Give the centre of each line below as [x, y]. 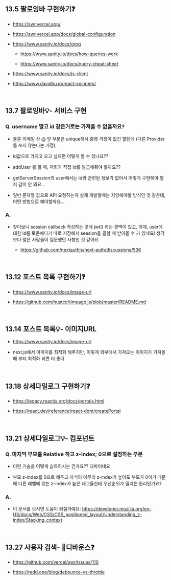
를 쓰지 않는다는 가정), [35, 145]
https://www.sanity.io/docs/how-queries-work [69, 54]
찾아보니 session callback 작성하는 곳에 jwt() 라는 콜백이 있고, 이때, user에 [88, 227]
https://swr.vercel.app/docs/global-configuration [64, 34]
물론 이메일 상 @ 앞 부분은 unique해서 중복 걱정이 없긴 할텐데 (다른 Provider [89, 139]
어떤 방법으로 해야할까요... [39, 202]
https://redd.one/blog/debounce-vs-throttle [59, 572]
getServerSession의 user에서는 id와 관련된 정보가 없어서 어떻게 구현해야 [86, 177]
